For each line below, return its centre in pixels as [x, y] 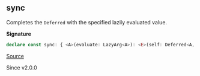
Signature [19, 34]
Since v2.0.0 [22, 67]
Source [15, 56]
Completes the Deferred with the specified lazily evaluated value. [86, 22]
